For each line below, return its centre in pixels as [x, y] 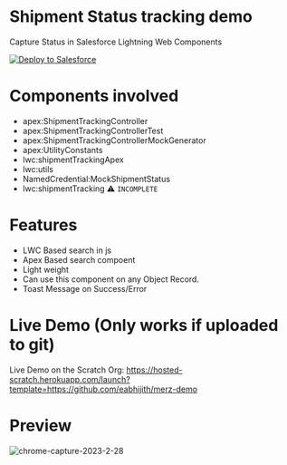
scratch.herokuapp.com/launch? [70, 379]
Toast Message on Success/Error [85, 288]
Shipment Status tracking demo [131, 17]
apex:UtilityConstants [62, 150]
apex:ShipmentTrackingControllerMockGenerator [114, 140]
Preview [41, 426]
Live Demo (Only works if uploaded [144, 325]
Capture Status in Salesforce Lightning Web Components [116, 42]
